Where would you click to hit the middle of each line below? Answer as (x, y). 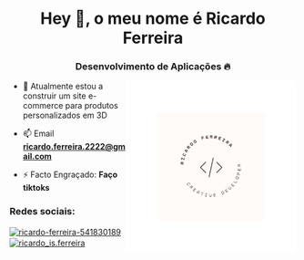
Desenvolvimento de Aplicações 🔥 (153, 67)
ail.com (37, 156)
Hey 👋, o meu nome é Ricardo (153, 19)
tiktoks (36, 188)
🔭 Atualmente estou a (63, 87)
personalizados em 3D (65, 115)
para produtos (91, 106)
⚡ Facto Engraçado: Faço (70, 175)
